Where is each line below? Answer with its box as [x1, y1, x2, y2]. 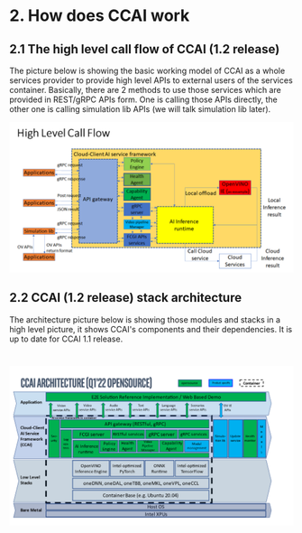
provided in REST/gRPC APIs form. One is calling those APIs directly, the [9, 94, 278, 105]
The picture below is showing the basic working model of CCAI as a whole [9, 65, 286, 76]
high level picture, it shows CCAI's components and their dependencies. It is [9, 323, 293, 334]
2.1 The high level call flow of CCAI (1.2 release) [9, 42, 280, 57]
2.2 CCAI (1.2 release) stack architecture [9, 290, 242, 305]
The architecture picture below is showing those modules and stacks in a [9, 313, 281, 325]
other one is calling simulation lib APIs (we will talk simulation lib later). [9, 104, 271, 114]
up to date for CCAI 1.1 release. [9, 333, 124, 344]
